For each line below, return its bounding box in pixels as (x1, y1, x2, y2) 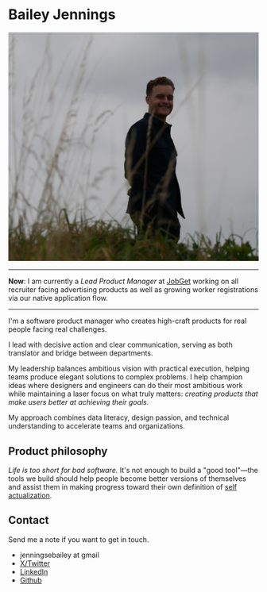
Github (19, 575, 42, 585)
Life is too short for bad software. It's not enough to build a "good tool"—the (8, 465, 258, 475)
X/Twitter (19, 558, 50, 568)
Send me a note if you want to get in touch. (8, 534, 149, 544)
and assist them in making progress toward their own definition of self (8, 482, 237, 491)
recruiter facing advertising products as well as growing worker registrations (8, 285, 258, 294)
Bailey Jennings (8, 6, 116, 24)
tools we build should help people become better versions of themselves (8, 474, 246, 483)
